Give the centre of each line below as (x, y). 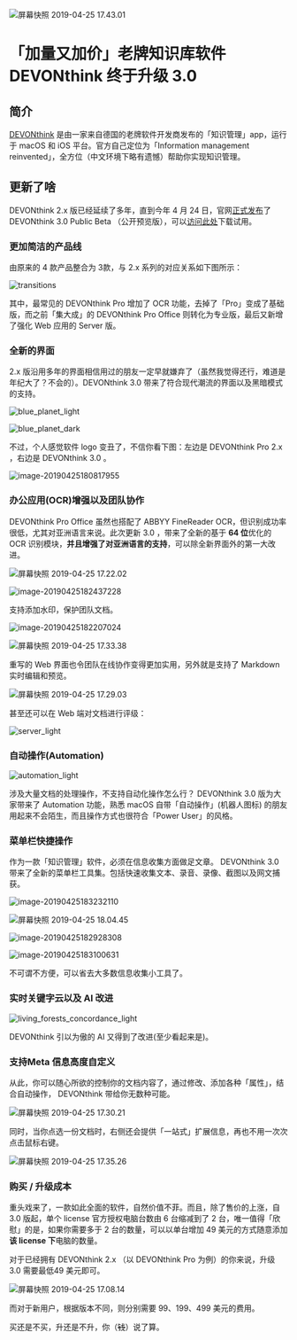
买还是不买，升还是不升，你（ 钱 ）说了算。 (87, 1327)
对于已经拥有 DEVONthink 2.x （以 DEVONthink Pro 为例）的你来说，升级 (142, 1259)
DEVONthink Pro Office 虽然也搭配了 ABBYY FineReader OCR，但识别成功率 (148, 521)
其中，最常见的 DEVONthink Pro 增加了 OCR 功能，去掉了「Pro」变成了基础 (147, 304)
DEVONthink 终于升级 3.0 (103, 76)
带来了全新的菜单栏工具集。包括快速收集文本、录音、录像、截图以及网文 (141, 873)
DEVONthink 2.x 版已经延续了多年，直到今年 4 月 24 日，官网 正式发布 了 (140, 210)
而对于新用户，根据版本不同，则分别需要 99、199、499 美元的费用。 (134, 1308)
